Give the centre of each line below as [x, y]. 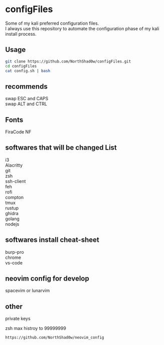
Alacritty [14, 165]
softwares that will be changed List [61, 148]
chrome [13, 257]
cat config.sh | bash [28, 71]
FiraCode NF [18, 132]
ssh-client [16, 181]
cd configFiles [21, 66]
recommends [26, 86]
